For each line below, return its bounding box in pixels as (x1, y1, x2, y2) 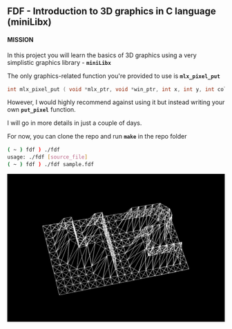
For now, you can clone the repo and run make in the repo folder (7, 132, 187, 141)
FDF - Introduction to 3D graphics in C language (7, 6, 216, 17)
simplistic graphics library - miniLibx (7, 58, 112, 66)
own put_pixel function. (7, 106, 76, 114)
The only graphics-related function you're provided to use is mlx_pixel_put (7, 72, 221, 80)
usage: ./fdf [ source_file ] (7, 154, 88, 161)
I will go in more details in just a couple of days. (7, 119, 142, 127)
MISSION (7, 35, 34, 43)
